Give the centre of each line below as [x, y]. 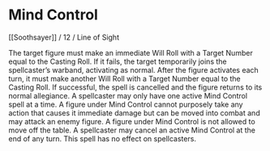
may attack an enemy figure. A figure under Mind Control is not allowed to [132, 121]
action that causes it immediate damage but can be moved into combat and [135, 113]
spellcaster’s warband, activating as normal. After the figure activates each [134, 69]
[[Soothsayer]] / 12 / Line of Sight [64, 37]
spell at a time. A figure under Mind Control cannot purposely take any [126, 104]
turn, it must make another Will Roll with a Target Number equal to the [124, 78]
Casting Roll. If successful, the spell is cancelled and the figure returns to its [135, 87]
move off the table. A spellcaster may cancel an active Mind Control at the [132, 130]
